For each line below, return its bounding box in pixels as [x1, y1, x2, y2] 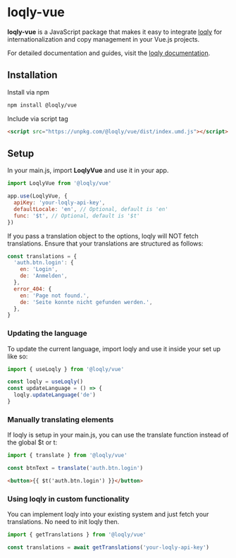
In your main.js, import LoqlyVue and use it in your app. [7, 166, 169, 175]
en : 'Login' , [20, 266, 58, 273]
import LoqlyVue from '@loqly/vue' [7, 180, 112, 187]
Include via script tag [7, 114, 68, 123]
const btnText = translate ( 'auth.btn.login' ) [7, 465, 143, 472]
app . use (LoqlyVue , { [7, 193, 68, 200]
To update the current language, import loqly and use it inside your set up [7, 344, 221, 353]
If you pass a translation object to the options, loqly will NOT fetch [7, 231, 199, 240]
